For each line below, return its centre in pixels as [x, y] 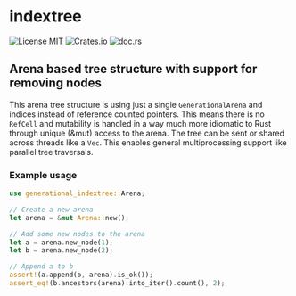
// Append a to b [41, 267]
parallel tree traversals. [51, 152]
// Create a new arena [51, 210]
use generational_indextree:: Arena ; [77, 193]
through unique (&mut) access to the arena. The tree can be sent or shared [147, 133]
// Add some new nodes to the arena [77, 234]
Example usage [43, 175]
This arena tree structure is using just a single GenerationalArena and [136, 104]
